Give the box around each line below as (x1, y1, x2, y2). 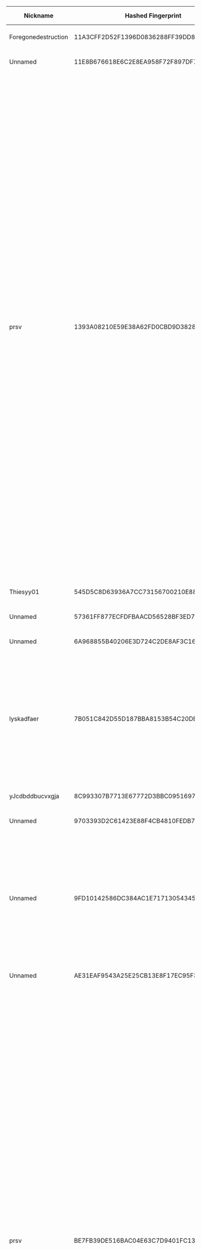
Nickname (23, 11, 54, 20)
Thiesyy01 (9, 588, 40, 596)
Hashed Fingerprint (124, 11, 182, 20)
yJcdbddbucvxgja (9, 792, 60, 800)
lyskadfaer (9, 715, 39, 723)
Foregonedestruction (9, 33, 69, 41)
